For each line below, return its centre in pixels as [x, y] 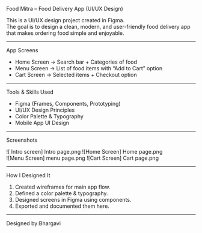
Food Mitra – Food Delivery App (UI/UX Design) [65, 9]
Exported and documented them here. [62, 206]
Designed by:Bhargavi [34, 223]
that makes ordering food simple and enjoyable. [65, 33]
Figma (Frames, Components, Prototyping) [68, 104]
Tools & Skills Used [30, 92]
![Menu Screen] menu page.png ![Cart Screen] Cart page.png [83, 158]
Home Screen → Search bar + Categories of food [76, 62]
